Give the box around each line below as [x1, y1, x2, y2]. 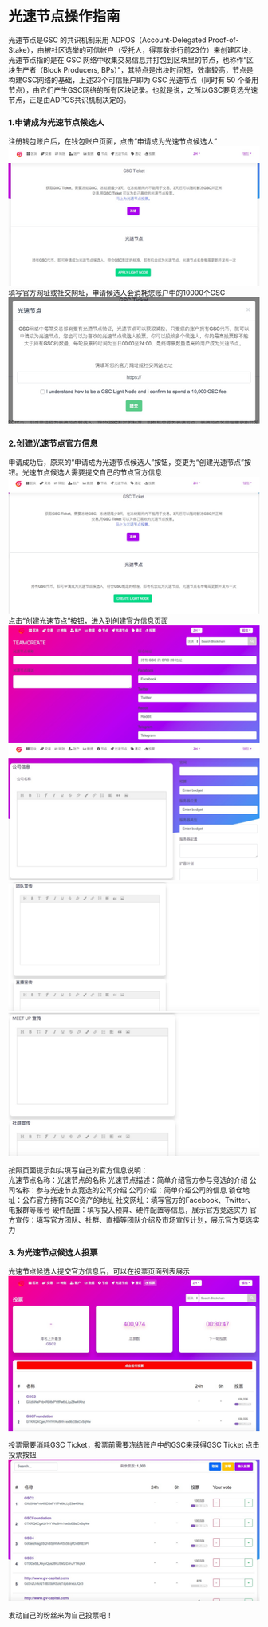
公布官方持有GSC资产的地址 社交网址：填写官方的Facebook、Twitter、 [22, 1195, 255, 1204]
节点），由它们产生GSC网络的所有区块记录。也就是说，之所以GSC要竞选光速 [8, 85, 258, 94]
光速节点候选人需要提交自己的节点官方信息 [22, 467, 162, 477]
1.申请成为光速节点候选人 [8, 116, 105, 128]
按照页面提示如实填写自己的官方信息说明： [8, 1165, 148, 1175]
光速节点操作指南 [8, 7, 121, 26]
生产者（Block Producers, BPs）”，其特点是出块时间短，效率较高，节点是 [14, 65, 254, 74]
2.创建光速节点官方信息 [8, 438, 98, 449]
